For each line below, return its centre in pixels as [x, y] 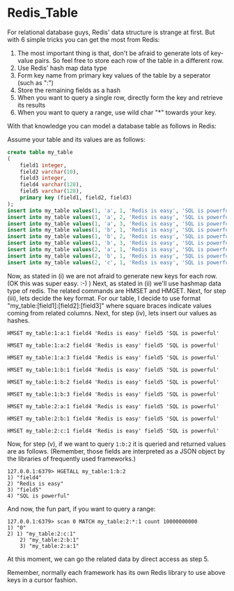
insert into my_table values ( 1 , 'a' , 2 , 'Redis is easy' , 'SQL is [106, 217]
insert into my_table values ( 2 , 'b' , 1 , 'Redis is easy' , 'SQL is [106, 256]
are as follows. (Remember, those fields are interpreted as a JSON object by [116, 451]
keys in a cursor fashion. [42, 580]
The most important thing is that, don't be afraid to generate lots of [113, 53]
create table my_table [40, 152]
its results [31, 105]
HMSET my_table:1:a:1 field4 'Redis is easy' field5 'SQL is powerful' [113, 333]
